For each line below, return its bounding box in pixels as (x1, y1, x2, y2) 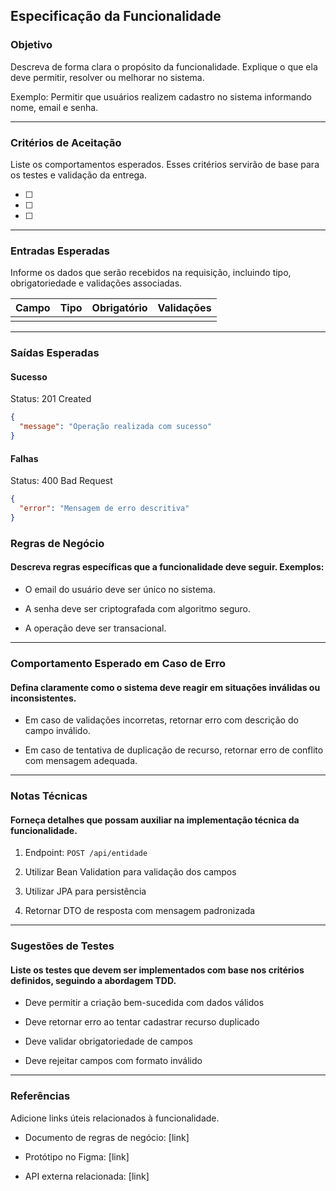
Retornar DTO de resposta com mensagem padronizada (24, 905, 256, 917)
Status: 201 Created (10, 393, 92, 405)
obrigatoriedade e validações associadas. (10, 277, 183, 289)
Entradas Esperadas (10, 244, 110, 258)
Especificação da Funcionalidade (10, 8, 222, 25)
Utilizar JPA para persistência (24, 885, 147, 898)
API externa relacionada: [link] (24, 1170, 150, 1182)
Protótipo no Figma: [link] (24, 1150, 130, 1163)
